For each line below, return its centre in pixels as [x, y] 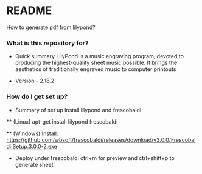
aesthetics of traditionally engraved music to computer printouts [96, 69]
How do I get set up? [37, 96]
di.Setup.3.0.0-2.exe [32, 146]
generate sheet [34, 164]
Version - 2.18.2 [35, 81]
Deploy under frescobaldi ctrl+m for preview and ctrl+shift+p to [95, 158]
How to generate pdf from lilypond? [51, 27]
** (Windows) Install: [32, 133]
